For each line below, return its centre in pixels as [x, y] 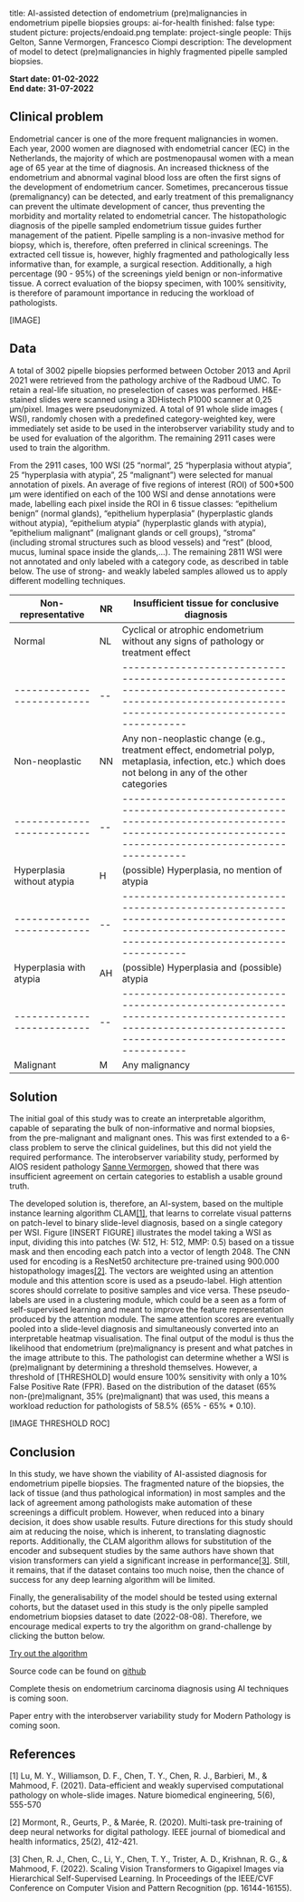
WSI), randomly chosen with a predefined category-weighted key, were [142, 418]
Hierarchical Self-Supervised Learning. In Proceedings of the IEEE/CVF [142, 1878]
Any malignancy [156, 1064]
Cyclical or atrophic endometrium [193, 629]
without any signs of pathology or [193, 641]
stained [24, 399]
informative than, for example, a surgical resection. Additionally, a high [141, 264]
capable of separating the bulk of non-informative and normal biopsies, [142, 1129]
